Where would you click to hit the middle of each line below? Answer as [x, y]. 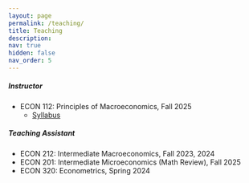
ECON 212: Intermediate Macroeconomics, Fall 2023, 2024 [117, 153]
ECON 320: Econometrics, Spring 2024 [85, 170]
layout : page [30, 16]
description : [30, 38]
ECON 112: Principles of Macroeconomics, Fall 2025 [106, 106]
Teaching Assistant [42, 133]
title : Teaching [35, 31]
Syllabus [46, 115]
